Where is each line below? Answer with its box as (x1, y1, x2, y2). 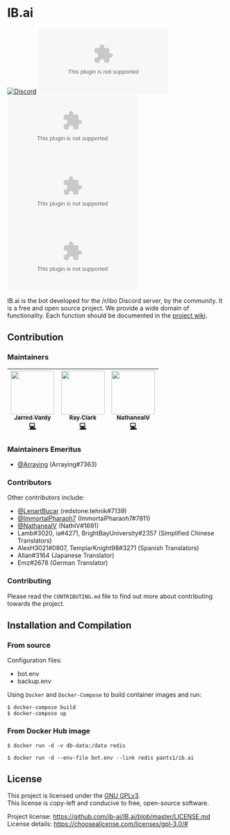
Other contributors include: (7, 493, 85, 502)
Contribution (7, 331, 64, 343)
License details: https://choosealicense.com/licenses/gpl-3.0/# (7, 820, 189, 828)
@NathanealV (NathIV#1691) (17, 522, 99, 530)
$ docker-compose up (7, 710, 67, 717)
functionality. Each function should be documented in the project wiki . (7, 311, 208, 320)
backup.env (17, 677, 52, 685)
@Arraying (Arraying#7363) (17, 460, 97, 468)
